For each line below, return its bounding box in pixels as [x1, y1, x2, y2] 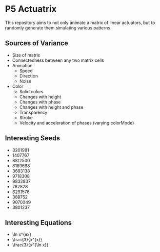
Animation [12, 62, 33, 68]
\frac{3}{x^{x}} [12, 237, 42, 243]
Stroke [19, 114, 33, 121]
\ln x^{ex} [12, 231, 32, 237]
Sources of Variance [5, 39, 68, 48]
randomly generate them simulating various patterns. [5, 25, 112, 30]
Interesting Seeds [5, 134, 60, 143]
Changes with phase [19, 99, 61, 105]
